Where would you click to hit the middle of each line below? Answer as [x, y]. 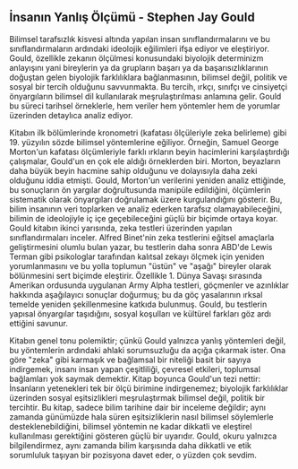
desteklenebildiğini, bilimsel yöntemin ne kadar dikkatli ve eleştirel [131, 426]
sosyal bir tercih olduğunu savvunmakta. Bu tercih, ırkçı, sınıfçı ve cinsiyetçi [149, 86]
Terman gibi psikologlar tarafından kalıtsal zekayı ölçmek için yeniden [137, 256]
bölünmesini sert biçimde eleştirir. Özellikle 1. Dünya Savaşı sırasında [136, 275]
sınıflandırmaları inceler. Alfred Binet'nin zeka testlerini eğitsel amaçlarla [142, 237]
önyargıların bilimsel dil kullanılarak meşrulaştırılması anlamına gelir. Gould [145, 96]
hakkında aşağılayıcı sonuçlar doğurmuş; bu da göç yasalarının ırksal [136, 294]
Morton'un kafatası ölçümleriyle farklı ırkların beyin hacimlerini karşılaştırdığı [149, 152]
